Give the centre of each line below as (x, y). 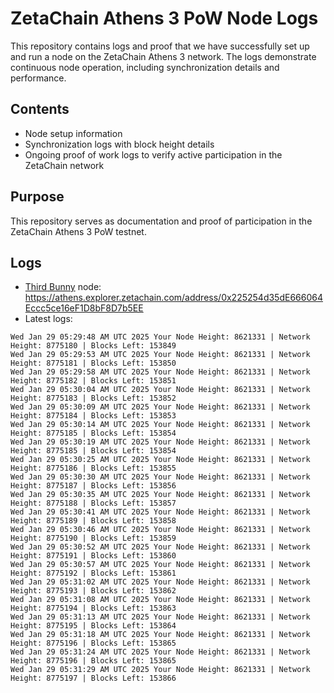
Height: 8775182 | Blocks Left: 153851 (93, 381)
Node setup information (73, 133)
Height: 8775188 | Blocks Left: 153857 (93, 503)
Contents (40, 109)
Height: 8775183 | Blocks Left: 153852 (93, 398)
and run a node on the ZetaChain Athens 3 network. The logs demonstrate (163, 56)
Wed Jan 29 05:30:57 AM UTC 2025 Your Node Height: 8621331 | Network (160, 565)
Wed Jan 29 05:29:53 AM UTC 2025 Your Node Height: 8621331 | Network (160, 355)
